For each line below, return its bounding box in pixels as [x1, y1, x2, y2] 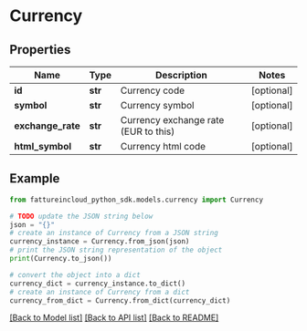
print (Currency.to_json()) [9, 254, 112, 264]
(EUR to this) [120, 125, 175, 138]
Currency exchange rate [120, 114, 225, 126]
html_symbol [14, 140, 72, 152]
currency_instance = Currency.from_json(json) [9, 237, 190, 246]
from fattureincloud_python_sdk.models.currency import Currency [9, 195, 263, 204]
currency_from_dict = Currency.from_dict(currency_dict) [9, 295, 231, 305]
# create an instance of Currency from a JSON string [9, 229, 219, 238]
